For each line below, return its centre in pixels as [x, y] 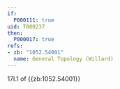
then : [15, 33]
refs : [15, 46]
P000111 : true [34, 20]
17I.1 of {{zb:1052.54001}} [44, 79]
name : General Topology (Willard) [63, 59]
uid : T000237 [26, 26]
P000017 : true [34, 40]
